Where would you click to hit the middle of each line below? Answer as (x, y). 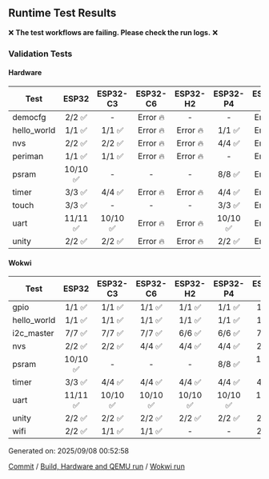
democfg (29, 117)
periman (28, 156)
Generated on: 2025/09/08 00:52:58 (69, 451)
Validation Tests (40, 54)
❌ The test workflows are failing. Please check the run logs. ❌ (113, 32)
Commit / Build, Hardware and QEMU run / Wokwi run (97, 466)
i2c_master (33, 333)
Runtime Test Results (62, 13)
